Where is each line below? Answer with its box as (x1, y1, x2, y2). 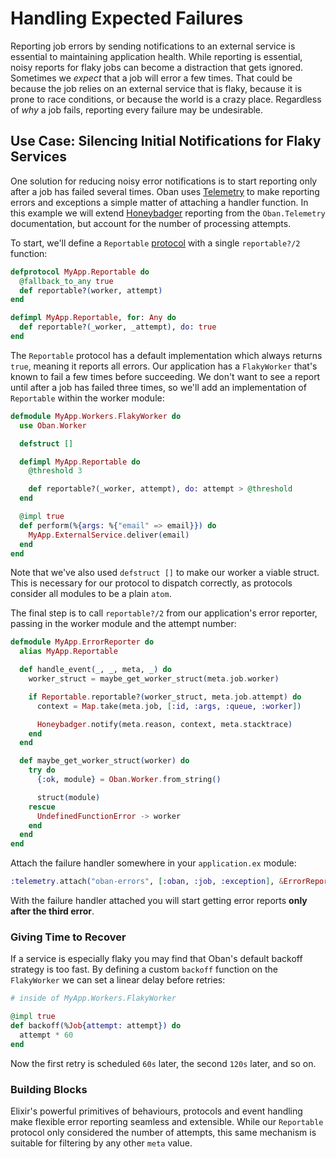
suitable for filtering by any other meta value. (10, 1137, 193, 1149)
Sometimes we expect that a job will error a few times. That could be (10, 72, 293, 84)
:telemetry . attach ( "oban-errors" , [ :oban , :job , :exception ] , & (10, 877, 284, 887)
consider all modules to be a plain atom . (10, 588, 172, 600)
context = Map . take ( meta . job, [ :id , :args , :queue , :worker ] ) (36, 701, 302, 711)
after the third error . (10, 905, 95, 917)
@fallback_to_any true (19, 276, 114, 286)
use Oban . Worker (19, 420, 87, 431)
